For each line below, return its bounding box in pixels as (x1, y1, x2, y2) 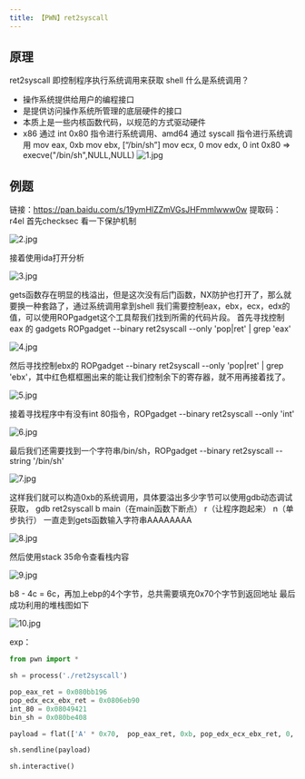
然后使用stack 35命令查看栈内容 (9, 551, 130, 563)
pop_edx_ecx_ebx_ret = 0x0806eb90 (9, 695, 141, 705)
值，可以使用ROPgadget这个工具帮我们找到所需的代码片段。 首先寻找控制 (9, 312, 285, 323)
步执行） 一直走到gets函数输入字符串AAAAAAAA (9, 515, 192, 526)
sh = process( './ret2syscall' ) (9, 671, 128, 681)
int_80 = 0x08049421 (9, 705, 88, 714)
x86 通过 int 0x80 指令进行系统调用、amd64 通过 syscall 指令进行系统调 (22, 128, 293, 139)
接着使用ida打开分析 (9, 252, 84, 263)
